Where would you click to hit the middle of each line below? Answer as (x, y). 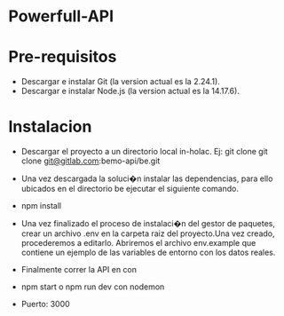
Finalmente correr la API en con (79, 270)
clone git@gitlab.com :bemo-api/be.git (91, 161)
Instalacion (50, 127)
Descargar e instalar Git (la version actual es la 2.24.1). (121, 82)
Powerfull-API (61, 16)
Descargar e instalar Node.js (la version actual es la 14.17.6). (130, 91)
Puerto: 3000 (45, 304)
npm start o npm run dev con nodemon (93, 287)
